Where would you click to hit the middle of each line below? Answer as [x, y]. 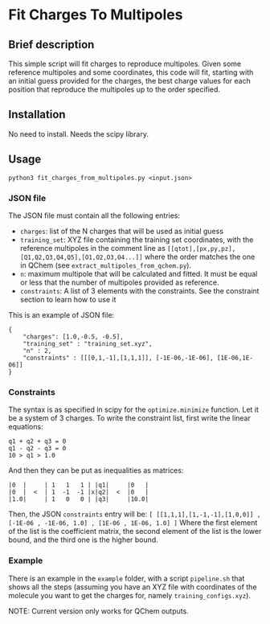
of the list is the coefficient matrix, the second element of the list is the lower [135, 532]
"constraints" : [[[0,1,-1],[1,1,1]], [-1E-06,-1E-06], [119, 358]
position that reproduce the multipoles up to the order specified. [115, 89]
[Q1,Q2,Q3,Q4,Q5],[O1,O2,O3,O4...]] [81, 257]
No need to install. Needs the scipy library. [78, 133]
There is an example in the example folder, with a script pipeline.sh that [127, 578]
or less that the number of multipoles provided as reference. [119, 282]
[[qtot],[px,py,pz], [202, 248]
